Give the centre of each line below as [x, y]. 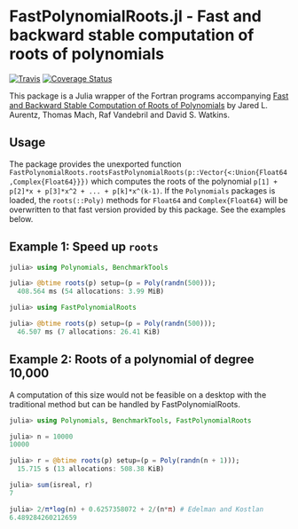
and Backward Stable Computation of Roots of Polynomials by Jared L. [139, 105]
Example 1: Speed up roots [84, 247]
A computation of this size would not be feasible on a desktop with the [138, 395]
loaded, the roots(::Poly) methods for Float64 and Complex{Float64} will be [149, 200]
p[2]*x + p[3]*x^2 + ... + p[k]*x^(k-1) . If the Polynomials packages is [142, 190]
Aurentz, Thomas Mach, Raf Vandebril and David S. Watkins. [120, 114]
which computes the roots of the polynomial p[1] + [184, 181]
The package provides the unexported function [95, 164]
